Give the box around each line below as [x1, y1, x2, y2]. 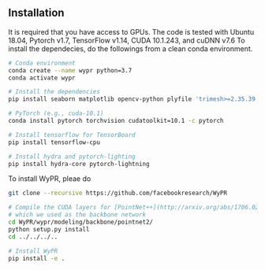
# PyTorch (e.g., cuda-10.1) [8, 109, 104, 117]
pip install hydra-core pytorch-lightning [8, 160, 150, 168]
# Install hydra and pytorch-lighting [8, 153, 136, 161]
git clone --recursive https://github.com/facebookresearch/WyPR [8, 189, 227, 198]
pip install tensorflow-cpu [8, 138, 101, 146]
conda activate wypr [8, 74, 77, 82]
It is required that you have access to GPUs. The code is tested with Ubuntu [8, 27, 255, 36]
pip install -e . [8, 254, 65, 262]
